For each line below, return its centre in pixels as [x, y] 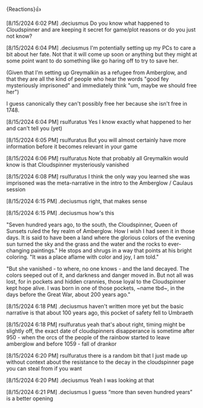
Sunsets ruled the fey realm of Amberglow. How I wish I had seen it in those [101, 231]
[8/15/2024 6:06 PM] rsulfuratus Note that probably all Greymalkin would [98, 158]
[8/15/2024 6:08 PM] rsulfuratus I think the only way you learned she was [98, 176]
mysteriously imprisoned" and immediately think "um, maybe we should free [101, 85]
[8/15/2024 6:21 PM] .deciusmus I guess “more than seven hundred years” [99, 392]
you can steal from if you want [44, 369]
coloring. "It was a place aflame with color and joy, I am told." [83, 257]
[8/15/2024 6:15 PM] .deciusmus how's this [60, 213]
